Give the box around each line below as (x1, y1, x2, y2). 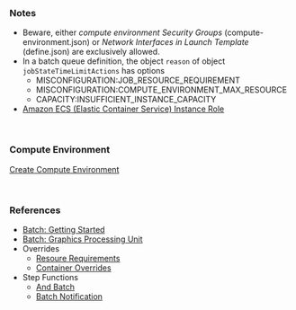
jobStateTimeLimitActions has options (22, 66, 166, 76)
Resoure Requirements (35, 252, 121, 263)
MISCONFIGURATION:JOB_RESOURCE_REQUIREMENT (35, 75, 241, 86)
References (9, 204, 61, 217)
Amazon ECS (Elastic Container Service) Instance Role (22, 103, 225, 114)
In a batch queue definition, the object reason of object (22, 56, 226, 66)
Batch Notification (35, 290, 103, 302)
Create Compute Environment (9, 164, 120, 174)
